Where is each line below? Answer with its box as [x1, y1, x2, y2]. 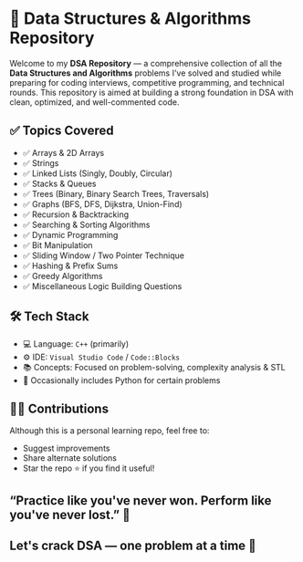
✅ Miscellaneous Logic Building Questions [22, 280, 183, 291]
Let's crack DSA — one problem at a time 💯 [9, 538, 257, 554]
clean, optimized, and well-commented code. [9, 96, 180, 108]
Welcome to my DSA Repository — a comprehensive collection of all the [9, 57, 283, 68]
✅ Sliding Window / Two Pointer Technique [22, 250, 185, 261]
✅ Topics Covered [9, 123, 114, 139]
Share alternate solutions [22, 453, 117, 463]
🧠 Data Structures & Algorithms [9, 8, 251, 29]
